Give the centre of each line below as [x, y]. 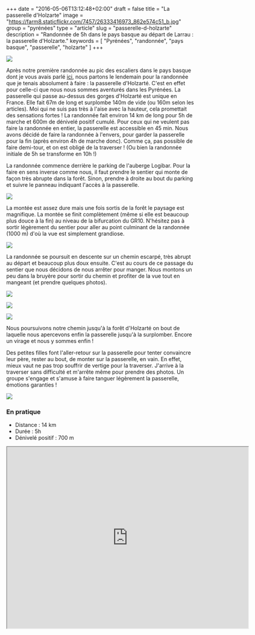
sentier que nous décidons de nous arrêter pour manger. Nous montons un [99, 269]
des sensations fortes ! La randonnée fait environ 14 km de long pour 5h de [99, 115]
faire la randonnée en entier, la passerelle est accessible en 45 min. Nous [97, 128]
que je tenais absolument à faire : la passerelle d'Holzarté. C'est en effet [96, 83]
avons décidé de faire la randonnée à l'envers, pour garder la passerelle [96, 135]
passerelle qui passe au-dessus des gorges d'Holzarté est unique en [92, 96]
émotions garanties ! [32, 385]
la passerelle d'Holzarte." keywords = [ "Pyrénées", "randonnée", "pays [95, 41]
